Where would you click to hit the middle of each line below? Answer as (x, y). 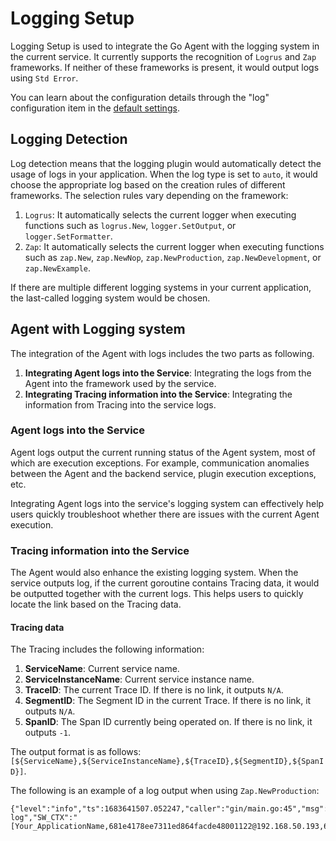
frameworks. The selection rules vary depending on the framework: (149, 195)
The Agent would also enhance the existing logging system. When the (154, 573)
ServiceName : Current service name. (102, 669)
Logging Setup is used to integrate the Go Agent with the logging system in (165, 46)
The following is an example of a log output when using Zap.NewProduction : (165, 791)
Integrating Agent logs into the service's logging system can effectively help (167, 503)
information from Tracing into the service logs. (120, 404)
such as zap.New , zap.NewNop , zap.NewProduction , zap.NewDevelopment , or (173, 257)
